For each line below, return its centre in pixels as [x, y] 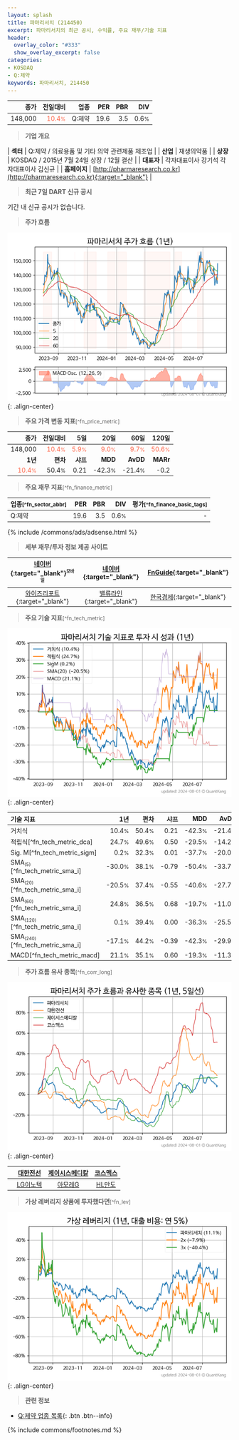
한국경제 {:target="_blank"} [188, 597]
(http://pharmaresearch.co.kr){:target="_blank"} [78, 177]
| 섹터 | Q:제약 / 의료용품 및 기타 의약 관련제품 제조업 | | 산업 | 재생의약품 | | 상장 [118, 151]
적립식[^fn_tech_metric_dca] [52, 842]
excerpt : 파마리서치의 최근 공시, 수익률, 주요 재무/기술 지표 [87, 30]
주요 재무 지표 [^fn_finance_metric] [68, 487]
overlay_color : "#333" [47, 45]
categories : [25, 61]
